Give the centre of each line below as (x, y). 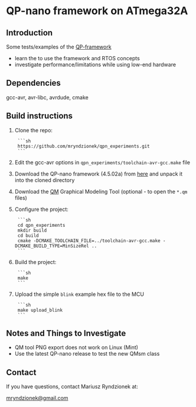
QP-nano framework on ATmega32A (97, 11)
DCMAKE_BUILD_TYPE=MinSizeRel (52, 246)
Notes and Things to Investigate (66, 333)
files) (21, 198)
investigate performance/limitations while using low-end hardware (95, 64)
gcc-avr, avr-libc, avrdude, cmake (47, 97)
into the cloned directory (45, 180)
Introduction (30, 33)
